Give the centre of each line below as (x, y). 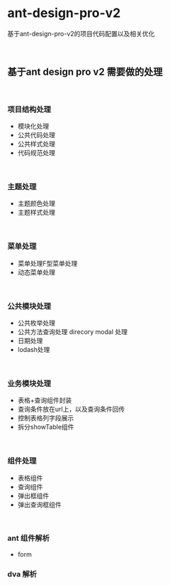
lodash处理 (34, 349)
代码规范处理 (36, 153)
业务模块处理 (29, 383)
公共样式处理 (36, 144)
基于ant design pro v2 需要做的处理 (85, 72)
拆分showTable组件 (46, 427)
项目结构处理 (29, 109)
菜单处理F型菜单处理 (47, 263)
